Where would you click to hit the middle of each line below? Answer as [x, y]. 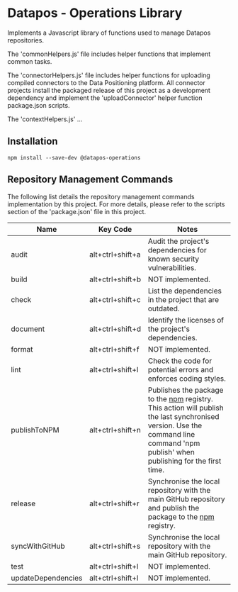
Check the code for [180, 361]
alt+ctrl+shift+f [114, 349]
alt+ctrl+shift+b [115, 279]
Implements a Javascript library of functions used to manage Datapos [109, 33]
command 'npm [174, 443]
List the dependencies [185, 291]
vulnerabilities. [172, 267]
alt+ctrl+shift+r [114, 503]
